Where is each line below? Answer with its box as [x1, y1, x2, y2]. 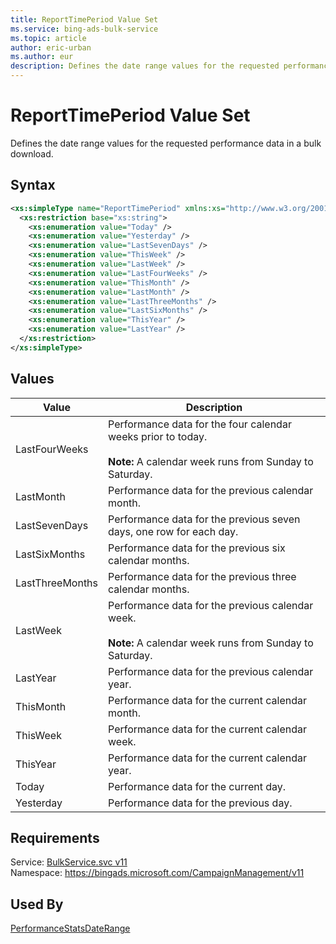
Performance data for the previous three [108, 569, 297, 583]
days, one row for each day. [108, 524, 239, 538]
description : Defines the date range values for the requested [10, 61, 280, 71]
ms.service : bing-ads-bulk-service [10, 24, 159, 34]
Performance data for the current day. [108, 779, 287, 793]
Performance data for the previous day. [108, 796, 293, 810]
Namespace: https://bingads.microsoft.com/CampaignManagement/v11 [10, 867, 305, 879]
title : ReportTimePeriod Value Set [10, 14, 159, 25]
